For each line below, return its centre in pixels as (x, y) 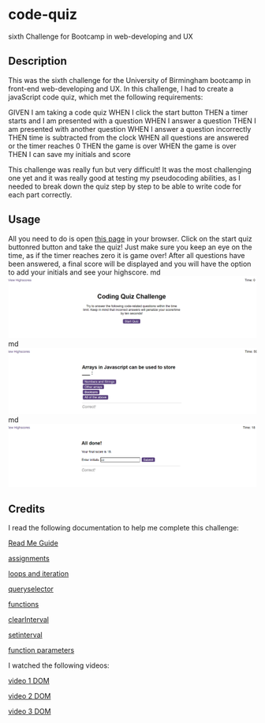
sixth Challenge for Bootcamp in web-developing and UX (101, 36)
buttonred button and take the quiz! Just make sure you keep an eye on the (130, 247)
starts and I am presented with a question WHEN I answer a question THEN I (132, 121)
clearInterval (29, 620)
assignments (29, 559)
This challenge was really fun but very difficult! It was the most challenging (130, 169)
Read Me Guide (34, 543)
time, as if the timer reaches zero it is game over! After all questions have (127, 255)
